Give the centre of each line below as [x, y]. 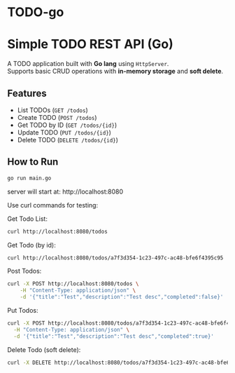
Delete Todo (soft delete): [44, 350]
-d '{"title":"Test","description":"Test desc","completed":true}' [114, 336]
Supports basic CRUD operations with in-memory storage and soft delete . [115, 72]
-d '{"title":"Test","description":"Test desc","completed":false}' [122, 297]
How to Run [33, 162]
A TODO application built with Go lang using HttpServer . [88, 64]
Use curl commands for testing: [53, 205]
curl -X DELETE [29, 362]
